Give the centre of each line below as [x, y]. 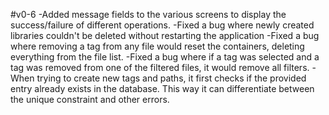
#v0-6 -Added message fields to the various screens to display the [148, 14]
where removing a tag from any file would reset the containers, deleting [157, 46]
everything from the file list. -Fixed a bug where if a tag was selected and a [165, 57]
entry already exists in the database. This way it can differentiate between [162, 88]
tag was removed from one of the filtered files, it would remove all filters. [160, 67]
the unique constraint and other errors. [90, 99]
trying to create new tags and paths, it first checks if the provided [171, 78]
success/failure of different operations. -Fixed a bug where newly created [162, 25]
